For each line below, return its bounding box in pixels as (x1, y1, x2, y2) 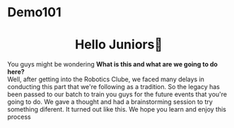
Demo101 (7, 4, 62, 21)
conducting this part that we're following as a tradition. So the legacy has (7, 83, 221, 91)
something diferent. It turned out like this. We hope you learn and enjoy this (7, 105, 227, 114)
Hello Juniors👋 (74, 37, 163, 53)
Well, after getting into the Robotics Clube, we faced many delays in (7, 75, 205, 83)
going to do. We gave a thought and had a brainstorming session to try (7, 98, 213, 106)
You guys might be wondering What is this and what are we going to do (7, 60, 218, 69)
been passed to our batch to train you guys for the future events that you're (7, 90, 228, 99)
